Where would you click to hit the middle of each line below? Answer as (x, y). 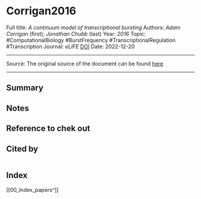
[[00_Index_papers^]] (32, 189)
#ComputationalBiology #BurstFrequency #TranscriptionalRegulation (91, 40)
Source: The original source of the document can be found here (85, 63)
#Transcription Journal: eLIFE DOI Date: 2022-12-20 (71, 46)
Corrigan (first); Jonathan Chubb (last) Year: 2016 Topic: (76, 33)
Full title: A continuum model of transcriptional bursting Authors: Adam (93, 27)
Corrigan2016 (41, 11)
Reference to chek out (48, 128)
